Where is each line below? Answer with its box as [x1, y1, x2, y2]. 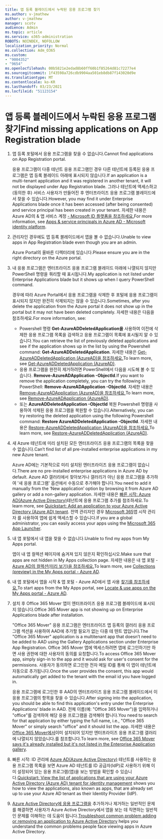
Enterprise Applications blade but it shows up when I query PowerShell [12, 276, 155, 283]
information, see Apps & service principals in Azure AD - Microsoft [12, 219, 146, 225]
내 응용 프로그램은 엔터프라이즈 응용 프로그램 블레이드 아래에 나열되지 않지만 [12, 265, 157, 271]
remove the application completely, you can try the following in [19, 378, 145, 384]
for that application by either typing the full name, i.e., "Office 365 [12, 718, 145, 724]
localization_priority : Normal [5, 43, 69, 48]
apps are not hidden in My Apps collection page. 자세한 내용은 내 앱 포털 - [12, 557, 158, 563]
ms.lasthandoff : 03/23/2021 [5, 84, 62, 89]
